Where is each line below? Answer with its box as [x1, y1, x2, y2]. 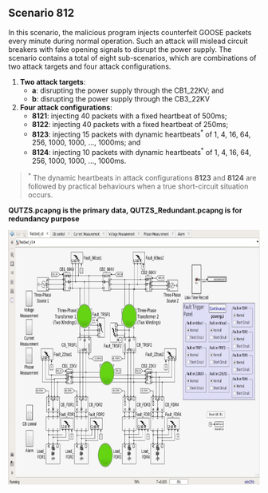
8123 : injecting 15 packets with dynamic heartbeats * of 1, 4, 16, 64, [31, 128, 251, 139]
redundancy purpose [8, 213, 80, 223]
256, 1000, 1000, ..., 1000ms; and [31, 137, 141, 147]
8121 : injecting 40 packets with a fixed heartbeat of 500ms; [31, 111, 227, 121]
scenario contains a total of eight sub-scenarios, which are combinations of [8, 53, 257, 62]
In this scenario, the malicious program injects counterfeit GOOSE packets [8, 27, 252, 37]
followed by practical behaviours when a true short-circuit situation [27, 181, 249, 191]
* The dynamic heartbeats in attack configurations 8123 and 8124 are [27, 172, 257, 182]
